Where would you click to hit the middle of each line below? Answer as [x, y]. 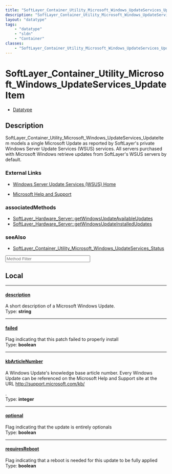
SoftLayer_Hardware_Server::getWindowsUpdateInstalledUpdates [82, 224]
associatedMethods [31, 207]
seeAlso [16, 237]
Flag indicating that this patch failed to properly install [62, 339]
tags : [11, 24]
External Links [24, 173]
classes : [15, 44]
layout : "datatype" [26, 19]
